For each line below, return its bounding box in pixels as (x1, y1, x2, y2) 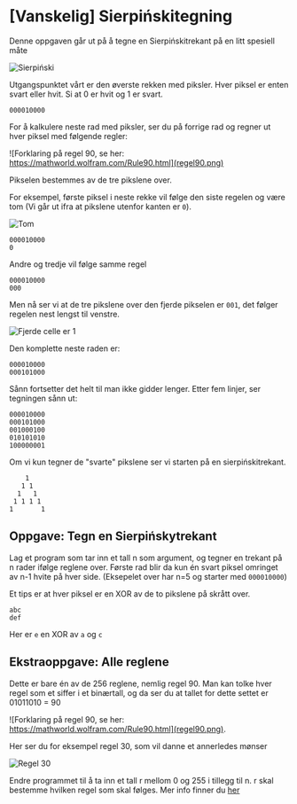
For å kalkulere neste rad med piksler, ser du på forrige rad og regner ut (9, 121, 271, 132)
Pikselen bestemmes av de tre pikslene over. (9, 175, 173, 185)
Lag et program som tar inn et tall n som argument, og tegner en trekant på (9, 552, 283, 563)
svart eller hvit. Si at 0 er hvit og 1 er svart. (9, 89, 164, 99)
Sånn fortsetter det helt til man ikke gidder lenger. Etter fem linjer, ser (9, 383, 262, 394)
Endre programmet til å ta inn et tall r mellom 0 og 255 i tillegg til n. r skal (9, 775, 274, 785)
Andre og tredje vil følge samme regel (9, 259, 147, 269)
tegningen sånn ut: (9, 393, 78, 403)
